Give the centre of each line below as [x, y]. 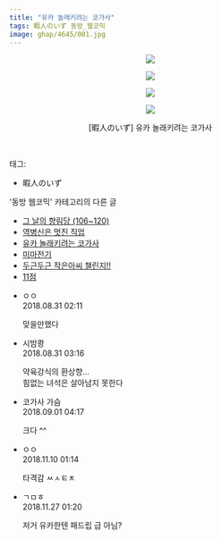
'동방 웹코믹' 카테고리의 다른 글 [63, 202]
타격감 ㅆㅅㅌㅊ [49, 478]
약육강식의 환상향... [55, 372]
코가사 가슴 [42, 402]
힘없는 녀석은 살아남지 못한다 [72, 383]
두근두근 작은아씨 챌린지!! [67, 265]
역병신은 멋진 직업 [53, 232]
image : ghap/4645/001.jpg [57, 34]
